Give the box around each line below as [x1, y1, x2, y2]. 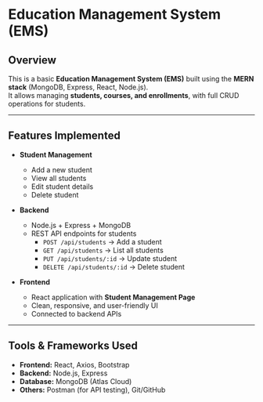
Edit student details [31, 182, 94, 191]
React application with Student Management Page [31, 292, 196, 302]
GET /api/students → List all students [42, 245, 164, 255]
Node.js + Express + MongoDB [31, 220, 131, 230]
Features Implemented [8, 129, 121, 143]
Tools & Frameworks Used [8, 339, 139, 353]
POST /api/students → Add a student [42, 237, 162, 246]
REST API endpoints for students [31, 229, 137, 238]
